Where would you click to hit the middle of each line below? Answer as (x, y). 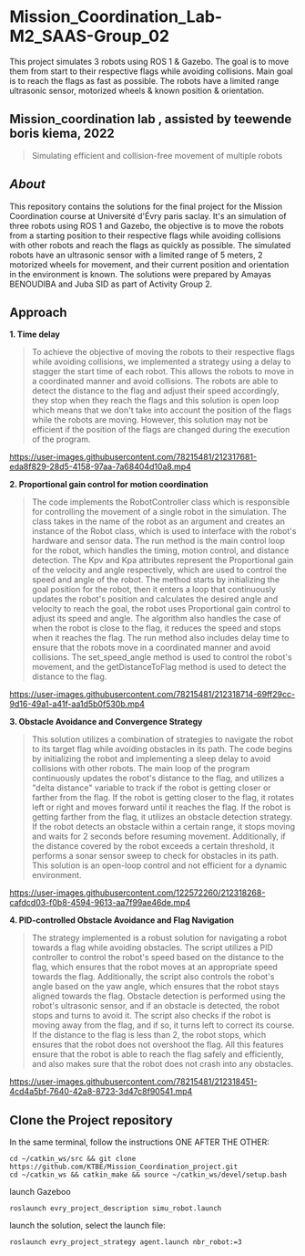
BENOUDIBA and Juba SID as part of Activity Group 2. (111, 284)
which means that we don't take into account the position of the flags (162, 410)
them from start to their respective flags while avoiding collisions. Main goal (151, 71)
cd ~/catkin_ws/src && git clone (73, 1159)
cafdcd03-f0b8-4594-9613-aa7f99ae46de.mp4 (100, 903)
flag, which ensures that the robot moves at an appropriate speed (154, 967)
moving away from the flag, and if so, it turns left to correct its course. (163, 1025)
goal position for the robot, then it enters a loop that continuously (153, 590)
